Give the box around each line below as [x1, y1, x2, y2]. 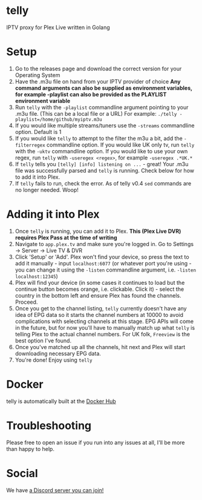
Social [6, 466, 38, 480]
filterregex [15, 142, 45, 148]
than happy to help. [6, 445, 54, 452]
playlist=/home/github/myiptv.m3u [15, 116, 102, 122]
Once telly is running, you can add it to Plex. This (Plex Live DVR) [15, 227, 181, 235]
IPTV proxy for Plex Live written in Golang [6, 24, 110, 31]
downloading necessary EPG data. [15, 350, 102, 357]
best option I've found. [15, 337, 71, 344]
